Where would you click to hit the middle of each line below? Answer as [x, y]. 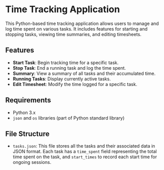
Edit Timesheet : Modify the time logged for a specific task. [75, 84]
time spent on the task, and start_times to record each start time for [85, 157]
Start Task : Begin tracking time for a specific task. [66, 63]
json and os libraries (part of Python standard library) [68, 118]
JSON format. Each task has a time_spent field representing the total [85, 152]
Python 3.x [24, 112]
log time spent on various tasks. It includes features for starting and [76, 29]
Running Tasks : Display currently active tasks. [62, 79]
